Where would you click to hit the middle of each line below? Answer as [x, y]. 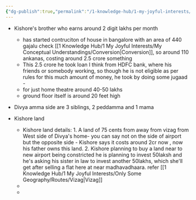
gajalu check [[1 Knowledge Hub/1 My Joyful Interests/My [92, 46]
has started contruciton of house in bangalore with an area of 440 [102, 39]
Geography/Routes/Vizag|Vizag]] [63, 179]
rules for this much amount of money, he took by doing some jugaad [105, 77]
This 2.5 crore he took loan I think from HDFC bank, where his [97, 65]
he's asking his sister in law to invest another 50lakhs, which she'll [103, 161]
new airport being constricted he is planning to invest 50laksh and [102, 155]
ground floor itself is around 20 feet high [71, 96]
